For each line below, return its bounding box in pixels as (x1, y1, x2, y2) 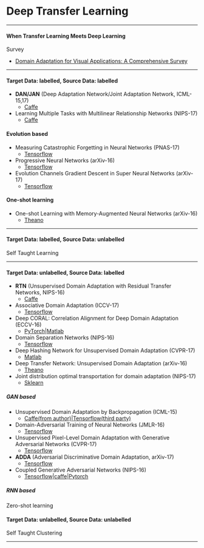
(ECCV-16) (15, 321, 42, 328)
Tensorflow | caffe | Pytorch (24, 473, 89, 480)
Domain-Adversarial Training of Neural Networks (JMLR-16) (15, 421, 165, 428)
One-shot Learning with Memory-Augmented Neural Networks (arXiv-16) (15, 209, 198, 217)
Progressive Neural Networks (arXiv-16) (15, 157, 115, 164)
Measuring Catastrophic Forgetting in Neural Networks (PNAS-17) (15, 144, 180, 151)
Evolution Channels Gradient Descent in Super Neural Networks (15, 169, 175, 177)
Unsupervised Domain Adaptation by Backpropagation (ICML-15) (15, 408, 178, 416)
